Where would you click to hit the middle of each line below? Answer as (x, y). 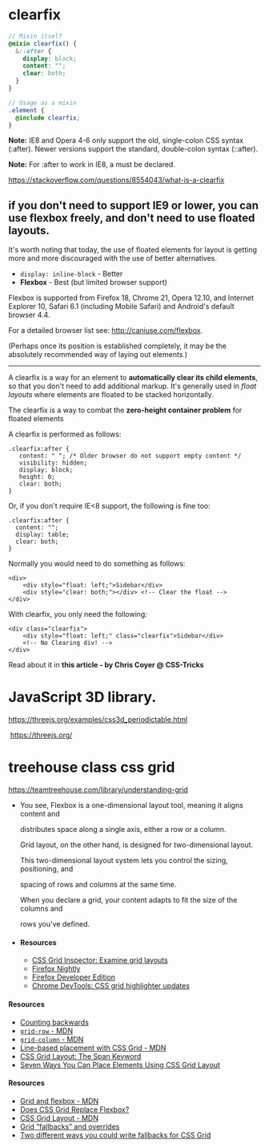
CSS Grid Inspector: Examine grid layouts (100, 960)
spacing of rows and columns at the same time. (98, 885)
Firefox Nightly (56, 969)
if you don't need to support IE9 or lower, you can (133, 205)
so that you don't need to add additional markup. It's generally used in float (132, 386)
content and (40, 814)
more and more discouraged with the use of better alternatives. (113, 258)
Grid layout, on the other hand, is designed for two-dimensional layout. (137, 845)
